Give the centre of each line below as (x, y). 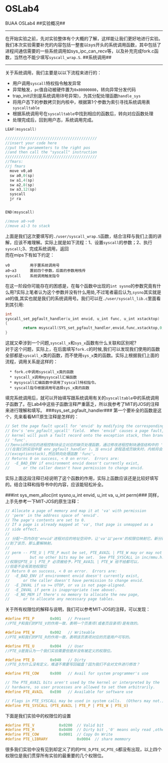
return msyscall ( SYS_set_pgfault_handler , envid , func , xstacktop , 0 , (94, 328)
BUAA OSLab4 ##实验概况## (35, 23)
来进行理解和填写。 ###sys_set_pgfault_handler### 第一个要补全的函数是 (81, 410)
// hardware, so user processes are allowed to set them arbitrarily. (80, 687)
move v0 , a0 (21, 171)
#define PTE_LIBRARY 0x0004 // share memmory (68, 739)
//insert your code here (31, 143)
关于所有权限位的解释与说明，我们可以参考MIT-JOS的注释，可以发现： (78, 609)
